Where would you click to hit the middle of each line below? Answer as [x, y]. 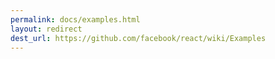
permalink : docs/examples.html [75, 19]
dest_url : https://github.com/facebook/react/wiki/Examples [138, 38]
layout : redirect [46, 29]
